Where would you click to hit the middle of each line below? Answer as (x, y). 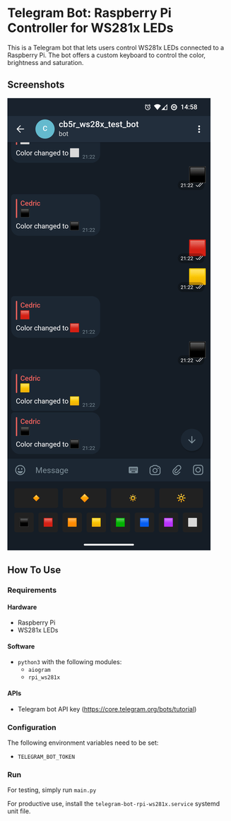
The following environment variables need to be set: (83, 743)
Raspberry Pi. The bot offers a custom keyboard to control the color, (107, 55)
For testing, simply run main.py (52, 790)
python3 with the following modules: (70, 662)
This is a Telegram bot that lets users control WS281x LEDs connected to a (116, 47)
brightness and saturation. (46, 62)
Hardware (22, 607)
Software (21, 646)
